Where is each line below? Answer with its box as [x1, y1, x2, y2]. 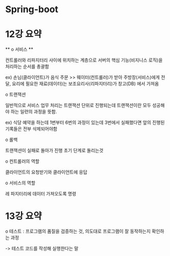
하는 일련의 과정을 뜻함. [10, 108, 57, 115]
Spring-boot [5, 4, 59, 15]
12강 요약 [5, 29, 42, 40]
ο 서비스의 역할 [5, 180, 36, 186]
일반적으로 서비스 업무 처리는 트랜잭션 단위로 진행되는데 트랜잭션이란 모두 [5, 102, 152, 108]
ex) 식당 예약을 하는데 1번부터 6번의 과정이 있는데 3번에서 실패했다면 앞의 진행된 [5, 120, 165, 126]
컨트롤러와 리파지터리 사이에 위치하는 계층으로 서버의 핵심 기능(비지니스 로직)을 [5, 57, 163, 63]
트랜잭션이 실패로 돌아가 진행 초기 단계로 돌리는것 [5, 148, 104, 154]
